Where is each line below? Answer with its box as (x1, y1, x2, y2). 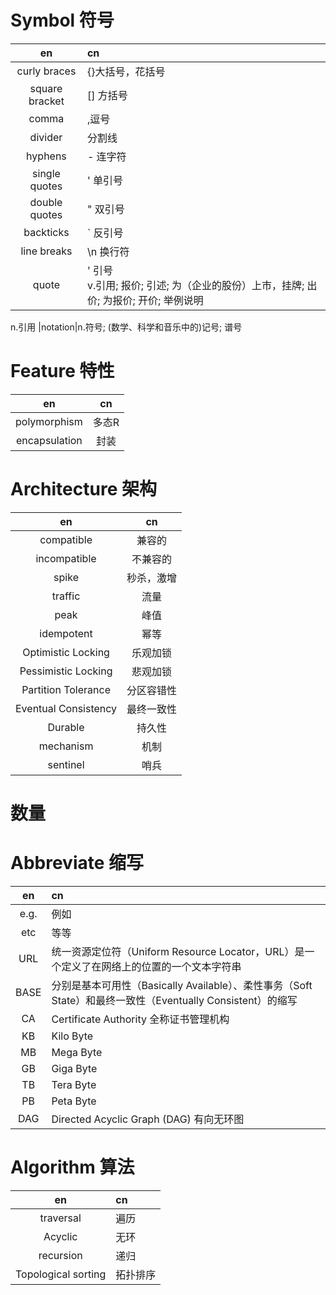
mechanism (38, 739, 94, 753)
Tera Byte (51, 1077, 97, 1091)
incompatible (35, 551, 97, 565)
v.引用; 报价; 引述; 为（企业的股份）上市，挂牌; (86, 278, 305, 292)
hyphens (26, 149, 67, 163)
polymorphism (15, 414, 83, 428)
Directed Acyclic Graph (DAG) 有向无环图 (51, 1112, 245, 1126)
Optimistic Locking (22, 645, 110, 659)
